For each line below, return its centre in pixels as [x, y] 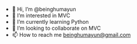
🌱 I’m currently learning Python [50, 22]
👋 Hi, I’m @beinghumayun [44, 9]
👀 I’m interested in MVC [41, 15]
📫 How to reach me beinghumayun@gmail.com [71, 35]
